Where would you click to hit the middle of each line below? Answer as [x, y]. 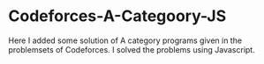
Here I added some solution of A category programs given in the [125, 40]
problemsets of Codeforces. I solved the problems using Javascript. [132, 49]
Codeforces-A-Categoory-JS [117, 16]
